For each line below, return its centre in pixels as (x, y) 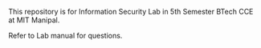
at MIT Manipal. (34, 20)
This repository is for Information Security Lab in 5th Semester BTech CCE (131, 12)
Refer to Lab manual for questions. (65, 36)
